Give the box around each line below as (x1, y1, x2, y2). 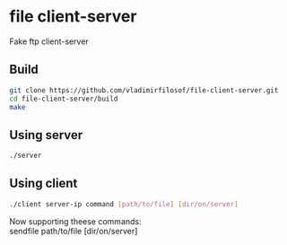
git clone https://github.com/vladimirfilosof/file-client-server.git (9, 85, 279, 95)
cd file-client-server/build (9, 94, 118, 103)
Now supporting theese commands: (9, 215, 142, 226)
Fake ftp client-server (9, 36, 90, 47)
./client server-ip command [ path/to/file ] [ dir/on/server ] (9, 199, 239, 208)
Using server (9, 127, 83, 143)
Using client (9, 176, 78, 191)
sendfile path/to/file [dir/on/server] (9, 225, 138, 236)
